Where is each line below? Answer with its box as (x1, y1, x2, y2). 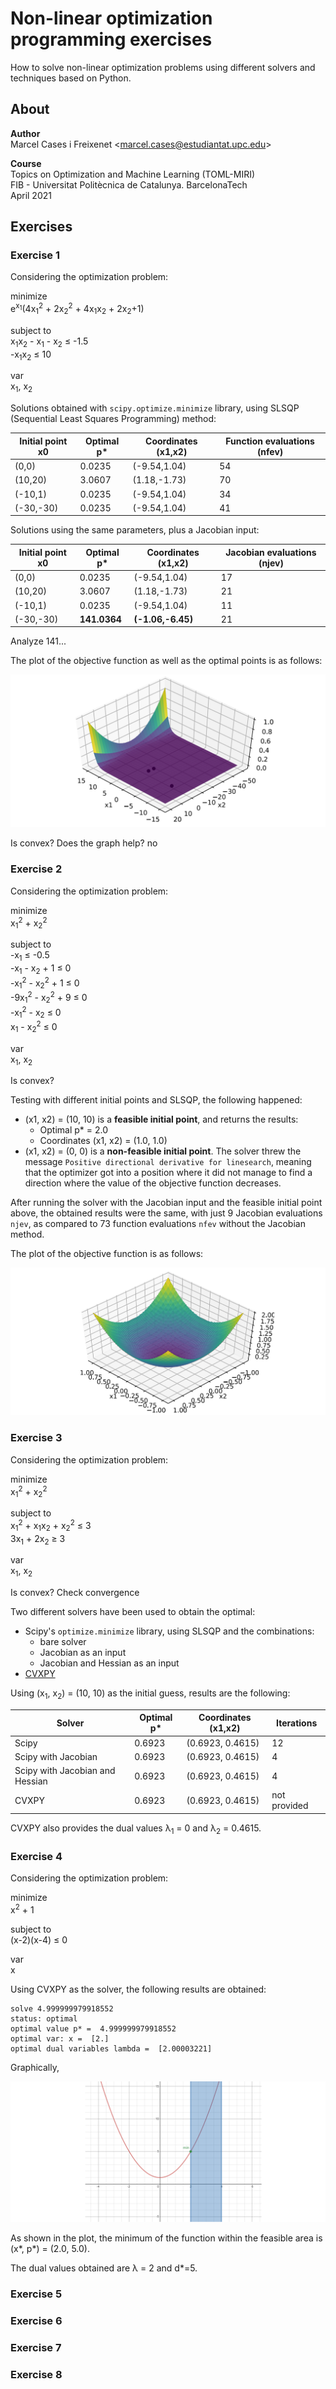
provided (271, 1800, 309, 1812)
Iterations (276, 1717, 318, 1729)
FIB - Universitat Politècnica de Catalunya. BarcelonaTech (10, 178, 248, 191)
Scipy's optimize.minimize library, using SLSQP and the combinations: (24, 1625, 315, 1637)
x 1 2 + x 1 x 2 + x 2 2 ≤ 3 (10, 1518, 92, 1534)
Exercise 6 (10, 2313, 63, 2327)
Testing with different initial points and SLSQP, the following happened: (10, 1094, 303, 1106)
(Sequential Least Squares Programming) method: (10, 413, 217, 425)
